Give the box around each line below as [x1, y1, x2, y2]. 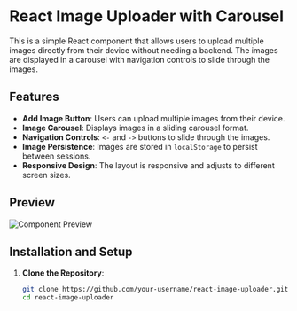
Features [9, 89, 59, 105]
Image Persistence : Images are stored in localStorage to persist [21, 141, 259, 152]
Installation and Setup [9, 244, 133, 259]
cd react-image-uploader [21, 293, 114, 302]
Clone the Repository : [21, 268, 105, 278]
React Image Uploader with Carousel [9, 6, 285, 27]
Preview [9, 195, 56, 210]
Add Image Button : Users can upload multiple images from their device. [21, 113, 285, 123]
